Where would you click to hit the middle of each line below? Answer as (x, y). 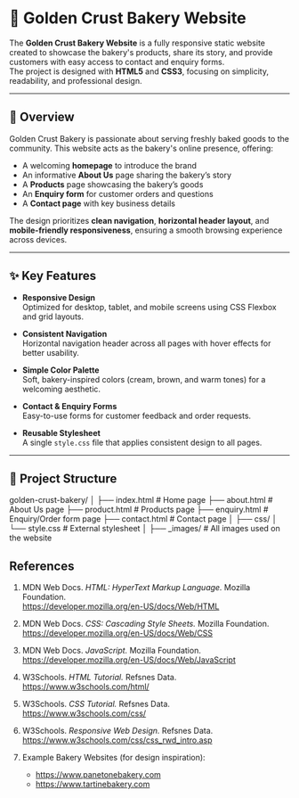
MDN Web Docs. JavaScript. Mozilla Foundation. (112, 651)
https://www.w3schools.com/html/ (85, 687)
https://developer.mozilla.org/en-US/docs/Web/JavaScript (129, 660)
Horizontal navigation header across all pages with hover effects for (146, 343)
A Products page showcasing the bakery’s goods (113, 184)
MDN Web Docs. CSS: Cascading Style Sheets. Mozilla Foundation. (145, 624)
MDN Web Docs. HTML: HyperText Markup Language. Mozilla (136, 588)
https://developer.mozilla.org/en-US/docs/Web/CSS (117, 633)
